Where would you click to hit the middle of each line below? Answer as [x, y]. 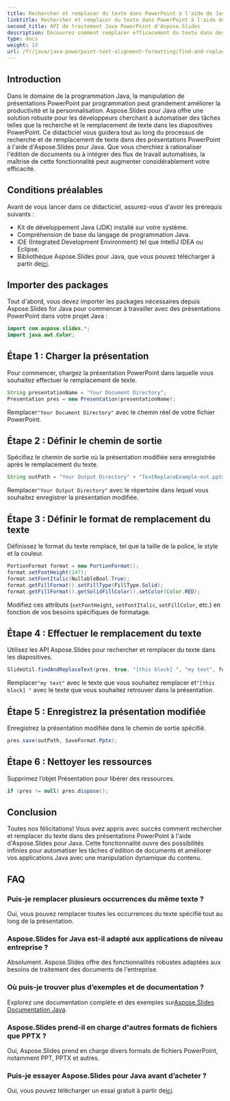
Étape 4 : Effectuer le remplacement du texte [104, 633]
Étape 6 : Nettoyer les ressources [79, 762]
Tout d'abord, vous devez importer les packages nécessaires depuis [104, 301]
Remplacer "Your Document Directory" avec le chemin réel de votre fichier [111, 412]
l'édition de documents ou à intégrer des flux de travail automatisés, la [106, 154]
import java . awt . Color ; [41, 335]
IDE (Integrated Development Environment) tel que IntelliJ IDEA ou [110, 242]
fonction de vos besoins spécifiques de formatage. [79, 612]
